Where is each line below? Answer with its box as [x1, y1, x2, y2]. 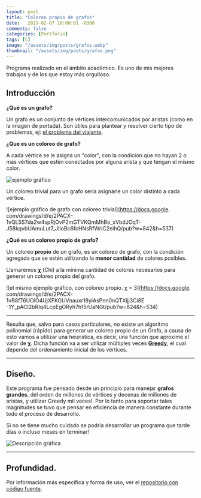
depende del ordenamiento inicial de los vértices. [6, 346, 127, 353]
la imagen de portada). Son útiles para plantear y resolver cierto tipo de [6, 122, 182, 129]
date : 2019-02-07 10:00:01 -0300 [6, 20, 95, 26]
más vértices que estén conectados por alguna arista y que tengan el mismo [6, 158, 195, 165]
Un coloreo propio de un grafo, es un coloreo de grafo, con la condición [6, 248, 184, 255]
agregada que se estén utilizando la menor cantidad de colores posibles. [6, 254, 187, 262]
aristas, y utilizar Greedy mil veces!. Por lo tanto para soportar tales [6, 397, 172, 405]
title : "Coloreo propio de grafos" [6, 14, 95, 20]
